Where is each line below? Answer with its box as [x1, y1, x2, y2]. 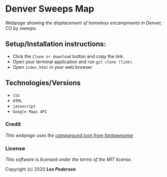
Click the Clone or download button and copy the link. [12, 53, 124, 59]
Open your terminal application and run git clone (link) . [12, 59, 133, 65]
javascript [12, 104, 36, 109]
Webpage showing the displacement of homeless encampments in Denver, [5, 20, 162, 26]
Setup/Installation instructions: [5, 40, 107, 49]
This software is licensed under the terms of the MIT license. [5, 156, 132, 162]
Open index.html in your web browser [12, 64, 92, 70]
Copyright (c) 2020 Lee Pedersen [5, 166, 76, 172]
